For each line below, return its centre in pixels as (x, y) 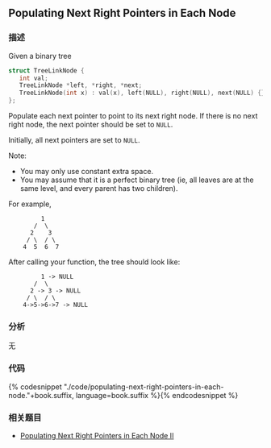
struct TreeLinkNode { (46, 71)
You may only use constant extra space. (87, 172)
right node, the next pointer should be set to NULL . (91, 125)
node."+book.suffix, (41, 395)
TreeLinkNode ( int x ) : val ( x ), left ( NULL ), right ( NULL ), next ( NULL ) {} (142, 93)
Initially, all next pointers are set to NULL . (74, 140)
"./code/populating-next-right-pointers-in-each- (144, 387)
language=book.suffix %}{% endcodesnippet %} (157, 395)
